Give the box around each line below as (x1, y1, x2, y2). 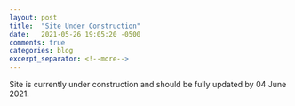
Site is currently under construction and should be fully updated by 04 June (9, 79, 287, 89)
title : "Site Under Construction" (9, 21, 141, 30)
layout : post (9, 12, 58, 22)
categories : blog (9, 46, 74, 55)
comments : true (9, 37, 66, 47)
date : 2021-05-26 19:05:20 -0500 (9, 29, 141, 38)
